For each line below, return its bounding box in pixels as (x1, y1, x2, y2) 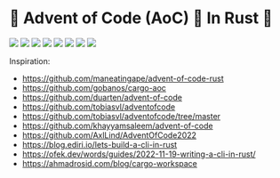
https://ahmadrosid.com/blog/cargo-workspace (21, 158, 198, 168)
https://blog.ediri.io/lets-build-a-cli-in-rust (21, 139, 178, 150)
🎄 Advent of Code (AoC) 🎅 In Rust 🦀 (9, 8, 273, 28)
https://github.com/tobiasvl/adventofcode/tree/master (21, 110, 220, 121)
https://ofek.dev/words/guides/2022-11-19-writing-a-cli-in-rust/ (21, 149, 256, 159)
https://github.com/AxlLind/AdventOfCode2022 (21, 129, 197, 141)
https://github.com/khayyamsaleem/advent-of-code (21, 120, 213, 131)
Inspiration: (9, 55, 51, 66)
